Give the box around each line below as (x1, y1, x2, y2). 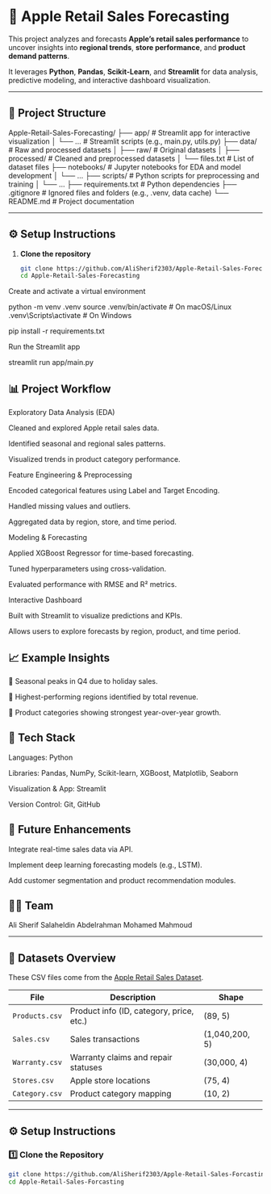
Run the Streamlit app (8, 342, 81, 352)
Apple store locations (69, 1075, 151, 1087)
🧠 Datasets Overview (8, 951, 116, 965)
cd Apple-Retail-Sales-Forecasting (19, 272, 140, 280)
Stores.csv (12, 1076, 54, 1085)
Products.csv (12, 1012, 63, 1020)
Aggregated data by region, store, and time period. (8, 517, 177, 527)
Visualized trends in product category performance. (8, 455, 181, 464)
